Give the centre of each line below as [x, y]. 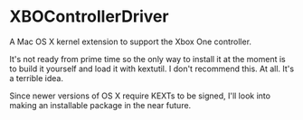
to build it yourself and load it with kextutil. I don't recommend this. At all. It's [152, 69]
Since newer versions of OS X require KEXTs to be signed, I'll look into [140, 96]
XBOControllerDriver [89, 17]
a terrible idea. [36, 78]
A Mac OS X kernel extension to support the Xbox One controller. [130, 42]
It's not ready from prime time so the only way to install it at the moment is [148, 59]
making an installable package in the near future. [100, 105]
